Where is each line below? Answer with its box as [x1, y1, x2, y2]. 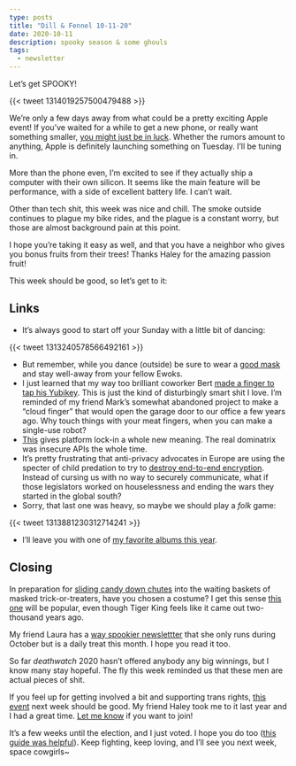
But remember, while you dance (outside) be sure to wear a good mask [21, 359, 281, 369]
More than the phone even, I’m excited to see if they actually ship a [9, 167, 254, 178]
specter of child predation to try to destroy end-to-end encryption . [21, 462, 265, 473]
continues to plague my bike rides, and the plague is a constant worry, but [9, 213, 279, 223]
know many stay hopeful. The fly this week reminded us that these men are [9, 665, 284, 676]
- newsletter [17, 54, 65, 63]
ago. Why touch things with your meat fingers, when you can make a [21, 415, 273, 426]
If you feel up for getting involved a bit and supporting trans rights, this [9, 692, 267, 702]
